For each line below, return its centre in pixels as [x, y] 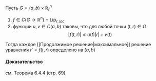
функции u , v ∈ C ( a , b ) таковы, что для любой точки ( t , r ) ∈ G [79, 26]
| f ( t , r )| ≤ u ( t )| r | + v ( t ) [90, 34]
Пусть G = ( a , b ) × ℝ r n [29, 8]
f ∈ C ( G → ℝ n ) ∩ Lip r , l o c [39, 20]
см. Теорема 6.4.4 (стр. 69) [35, 73]
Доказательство [24, 62]
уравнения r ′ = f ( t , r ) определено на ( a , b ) [51, 50]
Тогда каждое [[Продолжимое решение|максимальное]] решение [78, 44]
